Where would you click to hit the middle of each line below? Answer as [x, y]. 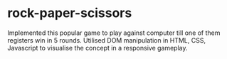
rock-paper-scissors [70, 13]
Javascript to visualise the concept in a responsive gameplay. [97, 48]
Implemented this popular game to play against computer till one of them [114, 33]
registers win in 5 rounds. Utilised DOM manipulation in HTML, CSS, [107, 40]
